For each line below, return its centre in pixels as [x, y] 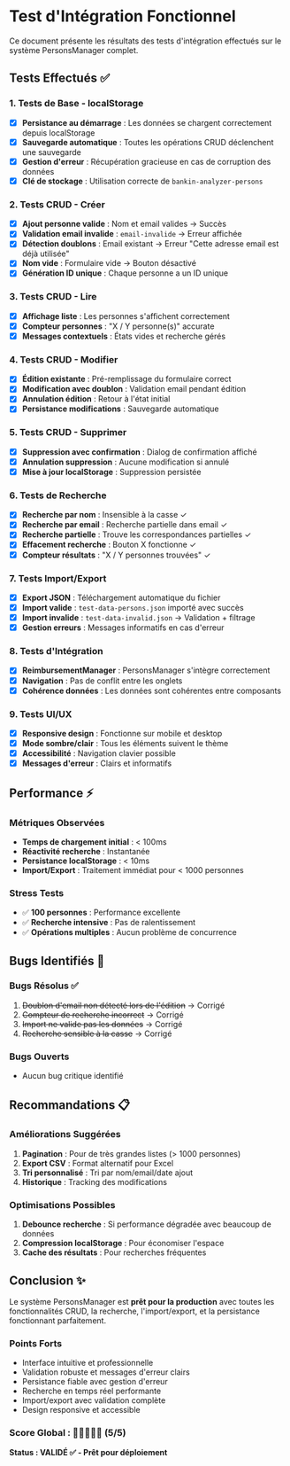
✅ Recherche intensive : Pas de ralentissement [109, 923]
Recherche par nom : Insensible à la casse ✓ [104, 515]
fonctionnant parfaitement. [58, 1320]
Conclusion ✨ [48, 1280]
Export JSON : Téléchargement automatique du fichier [121, 597]
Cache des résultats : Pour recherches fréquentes [114, 1252]
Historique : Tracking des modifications [95, 1181]
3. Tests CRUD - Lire [53, 297]
